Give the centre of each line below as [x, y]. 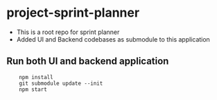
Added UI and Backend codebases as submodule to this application [113, 39]
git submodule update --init [61, 83]
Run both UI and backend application [88, 61]
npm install [36, 77]
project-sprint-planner [73, 13]
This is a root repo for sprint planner [68, 32]
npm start [33, 89]
